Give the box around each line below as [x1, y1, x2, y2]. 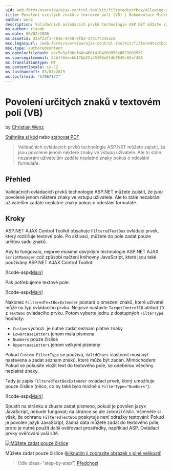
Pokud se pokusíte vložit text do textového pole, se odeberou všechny [5, 362, 154, 369]
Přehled [5, 175, 31, 184]
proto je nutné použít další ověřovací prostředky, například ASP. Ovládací [5, 425, 159, 431]
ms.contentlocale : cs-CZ [5, 65, 58, 70]
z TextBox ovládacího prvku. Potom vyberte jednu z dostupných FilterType [5, 310, 164, 316]
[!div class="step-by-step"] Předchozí [17, 460, 98, 466]
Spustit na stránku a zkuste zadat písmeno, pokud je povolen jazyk [5, 403, 146, 410]
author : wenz [5, 17, 33, 22]
